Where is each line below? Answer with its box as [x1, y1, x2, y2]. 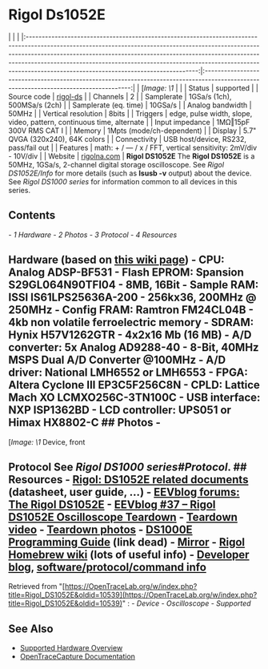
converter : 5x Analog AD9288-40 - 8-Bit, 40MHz [8, 341, 259, 354]
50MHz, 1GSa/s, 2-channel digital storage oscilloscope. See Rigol [8, 159, 225, 169]
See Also [8, 622, 54, 635]
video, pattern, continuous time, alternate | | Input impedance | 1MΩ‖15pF [8, 117, 250, 127]
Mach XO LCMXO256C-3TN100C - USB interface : [8, 391, 261, 405]
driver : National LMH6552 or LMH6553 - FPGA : [8, 366, 248, 380]
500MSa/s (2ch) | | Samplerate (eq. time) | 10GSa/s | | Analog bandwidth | [8, 100, 252, 110]
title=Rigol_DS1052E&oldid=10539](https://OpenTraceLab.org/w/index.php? [8, 590, 258, 600]
